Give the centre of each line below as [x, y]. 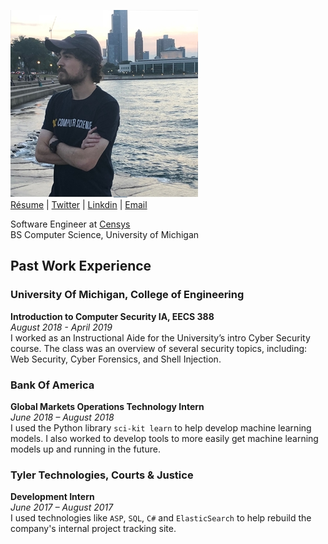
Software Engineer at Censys [70, 224]
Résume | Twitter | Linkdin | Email [79, 204]
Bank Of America [52, 385]
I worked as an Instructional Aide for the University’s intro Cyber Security [160, 337]
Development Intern [52, 497]
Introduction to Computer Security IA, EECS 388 [112, 316]
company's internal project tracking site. [93, 529]
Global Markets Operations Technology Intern [107, 406]
